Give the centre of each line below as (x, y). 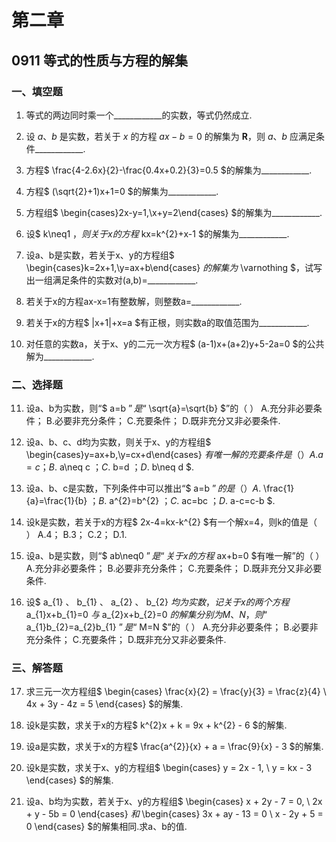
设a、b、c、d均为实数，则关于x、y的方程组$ (118, 442)
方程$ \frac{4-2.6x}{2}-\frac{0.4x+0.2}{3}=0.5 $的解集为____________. (169, 170)
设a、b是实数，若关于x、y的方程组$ (100, 255)
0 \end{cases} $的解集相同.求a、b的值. (106, 827)
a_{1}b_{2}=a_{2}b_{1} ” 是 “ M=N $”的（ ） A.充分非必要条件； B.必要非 (172, 627)
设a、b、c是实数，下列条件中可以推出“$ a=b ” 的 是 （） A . (143, 488)
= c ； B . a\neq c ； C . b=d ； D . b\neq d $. (110, 467)
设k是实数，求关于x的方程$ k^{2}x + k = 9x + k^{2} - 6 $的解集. (156, 725)
